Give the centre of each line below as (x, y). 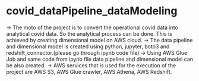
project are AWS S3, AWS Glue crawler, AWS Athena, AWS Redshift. (89, 71)
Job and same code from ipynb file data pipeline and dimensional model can (100, 59)
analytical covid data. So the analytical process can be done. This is (89, 33)
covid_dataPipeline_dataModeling (92, 11)
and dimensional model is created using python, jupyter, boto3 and (88, 46)
